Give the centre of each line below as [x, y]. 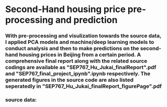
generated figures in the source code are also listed [69, 80]
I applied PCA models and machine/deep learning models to [80, 42]
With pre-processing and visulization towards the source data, [83, 36]
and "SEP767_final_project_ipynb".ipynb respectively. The [78, 74]
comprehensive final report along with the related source [76, 61]
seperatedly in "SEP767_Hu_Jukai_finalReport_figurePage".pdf [83, 86]
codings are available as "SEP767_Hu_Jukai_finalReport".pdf [81, 68]
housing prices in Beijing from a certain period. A [80, 55]
